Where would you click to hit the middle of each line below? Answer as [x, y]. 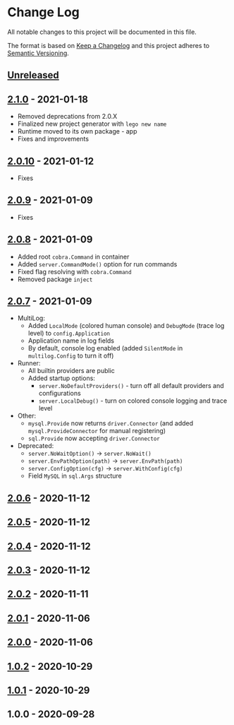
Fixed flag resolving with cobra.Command [74, 271]
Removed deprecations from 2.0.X [67, 117]
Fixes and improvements [53, 139]
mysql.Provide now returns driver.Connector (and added [111, 423]
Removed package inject [55, 279]
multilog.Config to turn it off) [71, 356]
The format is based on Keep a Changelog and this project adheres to [109, 45]
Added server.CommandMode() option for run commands [97, 264]
